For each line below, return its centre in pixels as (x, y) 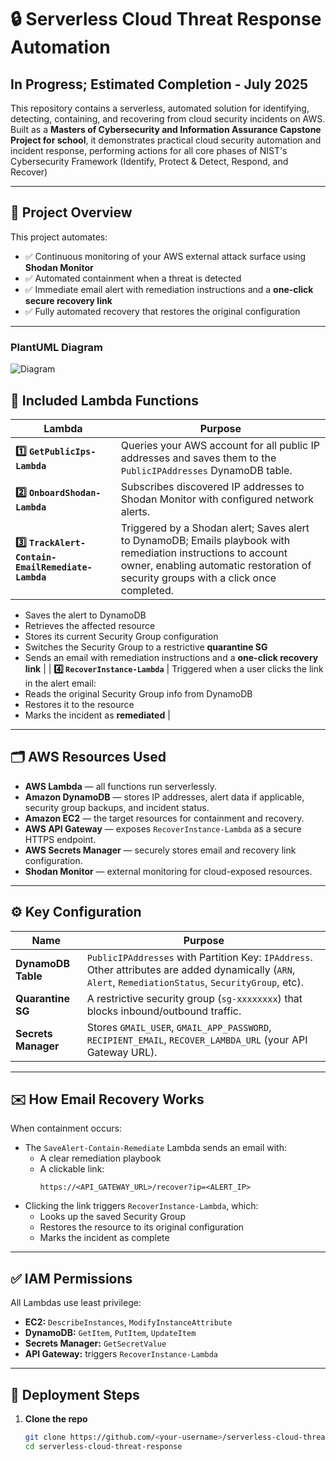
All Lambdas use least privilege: (76, 1303)
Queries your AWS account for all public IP (220, 445)
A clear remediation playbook (100, 1158)
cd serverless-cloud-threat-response (103, 1446)
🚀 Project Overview (71, 212)
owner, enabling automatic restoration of (216, 565)
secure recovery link (68, 300)
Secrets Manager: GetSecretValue (95, 1343)
